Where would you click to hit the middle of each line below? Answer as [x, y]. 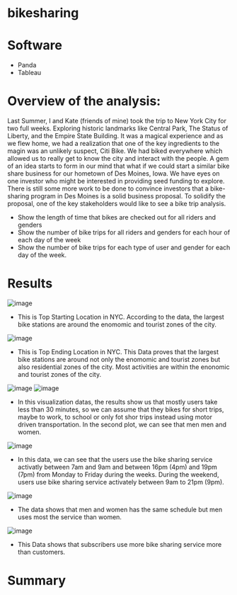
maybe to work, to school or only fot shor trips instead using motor [115, 417]
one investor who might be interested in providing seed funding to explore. [116, 181]
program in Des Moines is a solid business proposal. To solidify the [128, 196]
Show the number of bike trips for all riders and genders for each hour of [124, 232]
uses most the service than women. [70, 517]
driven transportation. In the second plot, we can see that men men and [122, 424]
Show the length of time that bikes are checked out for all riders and [117, 217]
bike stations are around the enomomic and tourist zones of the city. [117, 324]
